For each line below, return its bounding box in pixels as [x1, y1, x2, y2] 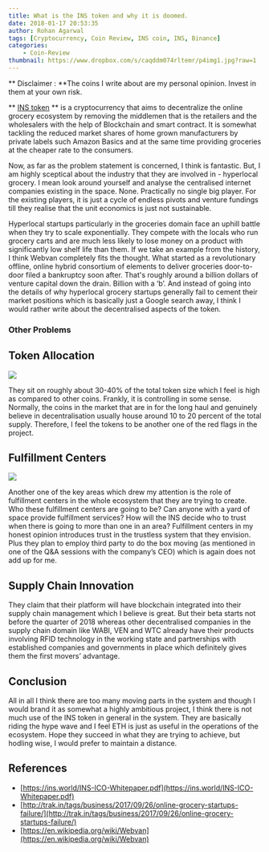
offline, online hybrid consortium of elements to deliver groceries [8, 262, 223, 271]
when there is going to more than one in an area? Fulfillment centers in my [8, 521, 254, 531]
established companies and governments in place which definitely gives [8, 643, 247, 652]
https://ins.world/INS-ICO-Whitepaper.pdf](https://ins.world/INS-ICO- [22, 783, 254, 793]
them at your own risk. [8, 87, 83, 96]
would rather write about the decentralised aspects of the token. [8, 304, 222, 314]
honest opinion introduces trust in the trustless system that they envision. [8, 530, 251, 540]
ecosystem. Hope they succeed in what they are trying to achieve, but [8, 730, 241, 740]
